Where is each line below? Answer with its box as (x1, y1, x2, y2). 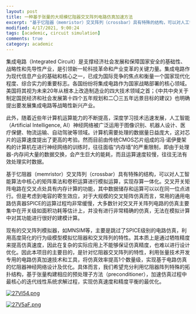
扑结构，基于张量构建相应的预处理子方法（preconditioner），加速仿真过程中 (6, 270, 187, 278)
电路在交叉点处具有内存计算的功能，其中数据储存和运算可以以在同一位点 (10, 185, 185, 192)
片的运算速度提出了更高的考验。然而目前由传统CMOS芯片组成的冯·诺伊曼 (6, 136, 182, 143)
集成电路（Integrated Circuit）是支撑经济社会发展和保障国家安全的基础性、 (6, 58, 186, 65)
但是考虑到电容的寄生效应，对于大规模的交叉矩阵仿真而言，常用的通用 (16, 192, 185, 199)
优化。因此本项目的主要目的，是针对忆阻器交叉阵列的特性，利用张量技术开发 (6, 249, 190, 256)
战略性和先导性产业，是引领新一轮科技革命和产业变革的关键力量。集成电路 (6, 65, 185, 72)
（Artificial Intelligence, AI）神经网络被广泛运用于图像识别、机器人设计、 (6, 121, 181, 129)
